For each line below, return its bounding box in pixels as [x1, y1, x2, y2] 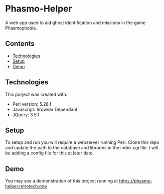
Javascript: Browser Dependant [12, 106, 78, 112]
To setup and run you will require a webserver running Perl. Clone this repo [5, 139, 160, 145]
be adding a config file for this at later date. [5, 150, 94, 156]
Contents [5, 40, 35, 48]
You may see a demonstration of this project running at [5, 178, 118, 184]
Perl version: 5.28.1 [12, 101, 51, 107]
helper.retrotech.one [5, 183, 47, 189]
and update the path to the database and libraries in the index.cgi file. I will [5, 145, 159, 151]
